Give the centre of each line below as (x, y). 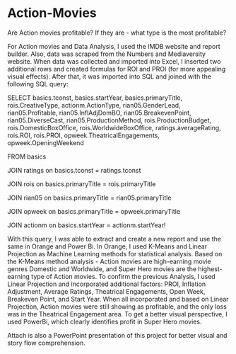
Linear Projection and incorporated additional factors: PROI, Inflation (107, 284)
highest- (210, 269)
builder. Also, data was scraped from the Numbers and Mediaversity (107, 54)
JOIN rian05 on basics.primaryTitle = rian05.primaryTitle (89, 198)
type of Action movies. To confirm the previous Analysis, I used (123, 276)
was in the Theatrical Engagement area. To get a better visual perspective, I (117, 314)
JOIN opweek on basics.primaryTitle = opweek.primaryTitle (94, 211)
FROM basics (27, 156)
